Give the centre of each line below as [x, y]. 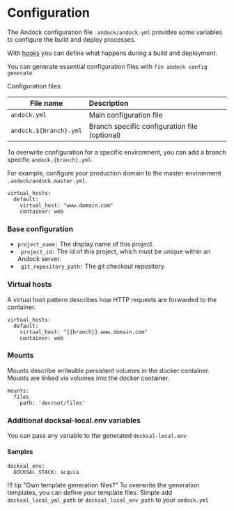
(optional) [105, 135]
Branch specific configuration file [143, 126]
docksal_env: [26, 466]
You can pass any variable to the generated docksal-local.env [97, 436]
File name [47, 103]
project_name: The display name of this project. [86, 244]
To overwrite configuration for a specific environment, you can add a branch [117, 152]
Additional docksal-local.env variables [74, 420]
